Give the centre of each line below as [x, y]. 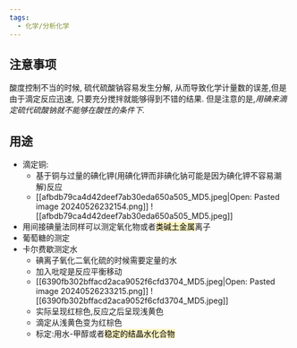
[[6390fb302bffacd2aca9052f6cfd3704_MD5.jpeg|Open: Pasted [155, 282]
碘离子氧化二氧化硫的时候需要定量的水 [106, 260]
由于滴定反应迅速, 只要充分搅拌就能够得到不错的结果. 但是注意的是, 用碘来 [144, 99]
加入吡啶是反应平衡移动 [79, 272]
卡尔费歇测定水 [50, 249]
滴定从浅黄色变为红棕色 [79, 323]
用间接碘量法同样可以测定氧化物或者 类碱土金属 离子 [116, 227]
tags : [19, 17]
